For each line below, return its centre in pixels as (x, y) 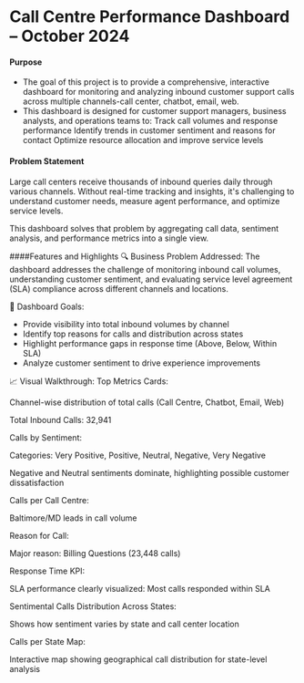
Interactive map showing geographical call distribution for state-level (138, 659)
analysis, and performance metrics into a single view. (109, 238)
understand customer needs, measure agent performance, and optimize (145, 201)
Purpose (26, 62)
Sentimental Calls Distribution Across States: (93, 606)
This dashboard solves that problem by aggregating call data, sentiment (144, 228)
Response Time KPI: (47, 571)
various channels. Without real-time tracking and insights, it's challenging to (152, 191)
